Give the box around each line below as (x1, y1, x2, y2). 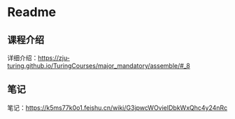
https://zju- (38, 54, 70, 62)
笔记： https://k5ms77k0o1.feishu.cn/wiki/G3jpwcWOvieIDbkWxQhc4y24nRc (7, 103, 228, 112)
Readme (7, 4, 57, 20)
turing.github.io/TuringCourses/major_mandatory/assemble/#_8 (7, 62, 191, 70)
